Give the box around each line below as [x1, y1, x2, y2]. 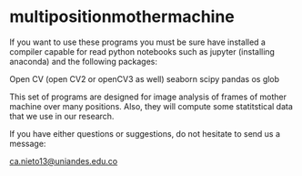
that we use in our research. [9, 110, 115, 121]
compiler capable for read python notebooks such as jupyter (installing [9, 46, 276, 57]
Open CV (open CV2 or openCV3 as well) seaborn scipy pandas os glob [9, 73, 280, 84]
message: [9, 138, 46, 149]
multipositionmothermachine [9, 6, 235, 27]
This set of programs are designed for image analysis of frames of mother [9, 91, 287, 102]
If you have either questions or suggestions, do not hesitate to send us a [9, 128, 280, 139]
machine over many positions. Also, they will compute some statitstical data [9, 100, 294, 111]
